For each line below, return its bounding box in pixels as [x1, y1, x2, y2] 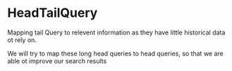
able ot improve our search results [7, 56, 107, 65]
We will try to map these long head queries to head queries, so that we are [7, 49, 224, 58]
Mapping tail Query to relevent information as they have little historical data [7, 28, 226, 37]
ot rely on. [7, 35, 37, 44]
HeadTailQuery [7, 5, 98, 21]
